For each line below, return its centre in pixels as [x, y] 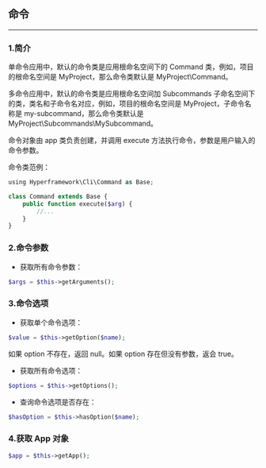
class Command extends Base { [58, 196]
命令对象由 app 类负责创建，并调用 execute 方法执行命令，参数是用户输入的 [132, 141]
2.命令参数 [28, 248]
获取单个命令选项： [51, 322]
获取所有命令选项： [51, 370]
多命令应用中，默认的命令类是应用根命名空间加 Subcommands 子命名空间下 [132, 94]
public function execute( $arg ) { [78, 204]
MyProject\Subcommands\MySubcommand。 [83, 124]
